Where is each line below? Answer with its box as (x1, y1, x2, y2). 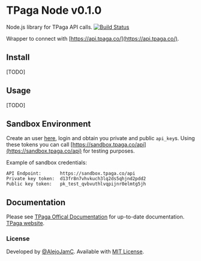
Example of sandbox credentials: (6, 159, 87, 166)
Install (6, 52, 30, 63)
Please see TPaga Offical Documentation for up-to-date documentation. (6, 213, 185, 220)
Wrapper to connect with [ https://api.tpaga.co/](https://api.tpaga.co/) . (6, 35, 179, 42)
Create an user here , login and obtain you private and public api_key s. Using (6, 135, 195, 142)
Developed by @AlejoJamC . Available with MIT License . (6, 248, 145, 255)
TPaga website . (6, 220, 45, 227)
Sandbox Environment (6, 119, 91, 129)
